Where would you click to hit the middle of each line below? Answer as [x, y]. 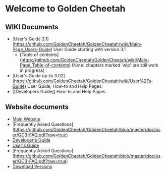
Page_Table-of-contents [44, 65]
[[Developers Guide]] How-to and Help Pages [59, 91]
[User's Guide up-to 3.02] [39, 76]
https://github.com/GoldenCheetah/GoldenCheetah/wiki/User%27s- [84, 81]
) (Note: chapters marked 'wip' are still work [114, 65]
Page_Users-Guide [31, 49]
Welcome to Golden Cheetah [65, 9]
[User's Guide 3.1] [30, 39]
